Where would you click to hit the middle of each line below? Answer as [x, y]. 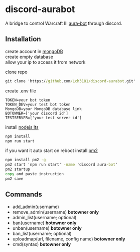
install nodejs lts [22, 127]
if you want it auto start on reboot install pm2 [51, 150]
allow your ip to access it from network [45, 62]
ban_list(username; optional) [42, 233]
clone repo [16, 72]
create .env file [21, 91]
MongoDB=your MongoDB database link [43, 109]
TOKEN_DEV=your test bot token [38, 105]
